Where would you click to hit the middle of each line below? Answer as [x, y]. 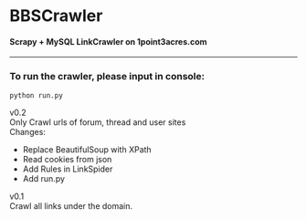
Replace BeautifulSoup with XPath [87, 149]
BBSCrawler [56, 16]
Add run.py [44, 178]
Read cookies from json [67, 159]
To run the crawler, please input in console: [107, 77]
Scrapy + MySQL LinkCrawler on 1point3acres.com [108, 41]
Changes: [27, 131]
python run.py [37, 95]
